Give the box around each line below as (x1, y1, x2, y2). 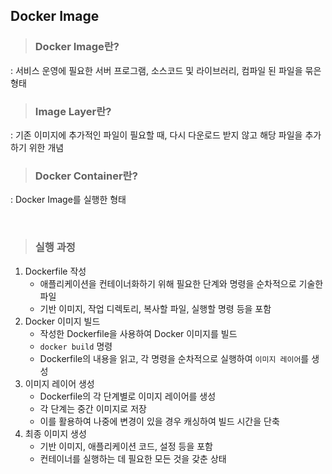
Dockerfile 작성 (24, 265, 87, 277)
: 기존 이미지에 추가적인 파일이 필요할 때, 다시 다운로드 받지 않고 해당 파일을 (10, 129, 303, 141)
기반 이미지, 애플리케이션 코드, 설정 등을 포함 (39, 440, 214, 452)
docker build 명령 (39, 340, 113, 352)
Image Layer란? (34, 104, 112, 118)
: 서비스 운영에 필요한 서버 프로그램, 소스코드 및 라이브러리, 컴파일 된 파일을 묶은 (10, 64, 322, 76)
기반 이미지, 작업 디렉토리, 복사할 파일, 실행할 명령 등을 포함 (39, 302, 272, 314)
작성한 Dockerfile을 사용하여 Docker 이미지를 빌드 (39, 327, 238, 339)
